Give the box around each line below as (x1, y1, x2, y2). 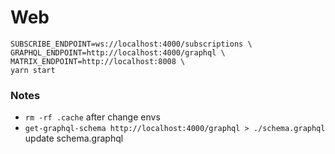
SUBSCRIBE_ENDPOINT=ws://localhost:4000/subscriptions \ (10, 39, 253, 49)
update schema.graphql (24, 132, 124, 145)
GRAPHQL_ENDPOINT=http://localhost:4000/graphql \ (10, 47, 226, 58)
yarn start (10, 65, 56, 75)
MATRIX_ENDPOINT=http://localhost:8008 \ (10, 56, 186, 66)
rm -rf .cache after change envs (24, 111, 161, 123)
